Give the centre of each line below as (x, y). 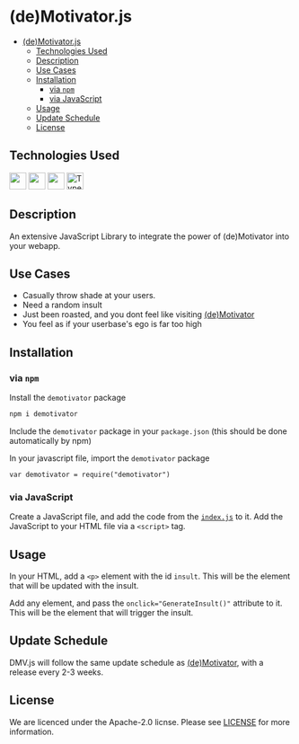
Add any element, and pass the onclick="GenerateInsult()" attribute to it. (146, 603)
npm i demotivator (44, 414)
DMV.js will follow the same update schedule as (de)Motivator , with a (136, 662)
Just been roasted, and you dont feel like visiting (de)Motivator (138, 314)
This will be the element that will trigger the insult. (101, 613)
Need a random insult (62, 305)
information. (32, 731)
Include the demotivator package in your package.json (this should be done (148, 431)
